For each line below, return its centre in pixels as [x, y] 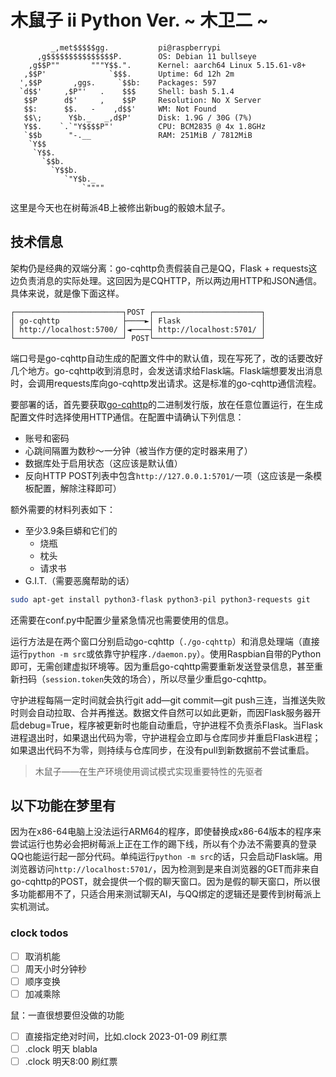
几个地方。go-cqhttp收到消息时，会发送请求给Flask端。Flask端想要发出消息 [166, 370]
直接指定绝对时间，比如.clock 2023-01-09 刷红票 [126, 1036]
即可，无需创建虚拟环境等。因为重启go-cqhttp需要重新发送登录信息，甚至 [162, 666]
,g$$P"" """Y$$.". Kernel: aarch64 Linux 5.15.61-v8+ [167, 65]
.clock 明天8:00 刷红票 [71, 1062]
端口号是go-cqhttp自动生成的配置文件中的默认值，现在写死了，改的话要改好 [166, 358]
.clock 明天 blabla [61, 1049]
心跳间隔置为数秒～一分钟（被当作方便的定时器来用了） [138, 450]
